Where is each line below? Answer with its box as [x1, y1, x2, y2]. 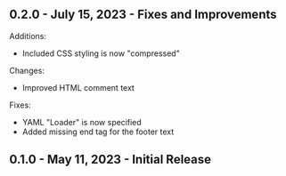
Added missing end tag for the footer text [21, 126, 175, 137]
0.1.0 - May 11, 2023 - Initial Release [9, 152, 212, 167]
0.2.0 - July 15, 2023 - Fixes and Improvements [9, 7, 278, 22]
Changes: [9, 65, 45, 76]
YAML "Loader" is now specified [21, 116, 143, 127]
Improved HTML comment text [21, 82, 135, 92]
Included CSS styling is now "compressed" [21, 48, 180, 59]
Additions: [9, 30, 47, 41]
